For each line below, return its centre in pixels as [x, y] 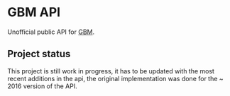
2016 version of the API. [42, 86]
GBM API [34, 12]
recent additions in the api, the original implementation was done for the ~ [115, 78]
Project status [39, 54]
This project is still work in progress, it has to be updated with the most [111, 71]
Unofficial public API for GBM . [51, 32]
